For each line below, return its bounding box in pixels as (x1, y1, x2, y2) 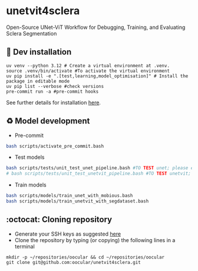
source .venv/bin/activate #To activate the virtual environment (6, 68, 170, 74)
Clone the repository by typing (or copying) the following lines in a (14, 236, 176, 243)
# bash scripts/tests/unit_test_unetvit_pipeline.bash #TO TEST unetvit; (6, 171, 192, 177)
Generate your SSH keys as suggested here (14, 230, 121, 237)
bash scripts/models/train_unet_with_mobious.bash (6, 193, 133, 199)
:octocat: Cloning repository (6, 214, 113, 225)
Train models (14, 181, 47, 188)
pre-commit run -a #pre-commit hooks (6, 89, 99, 94)
